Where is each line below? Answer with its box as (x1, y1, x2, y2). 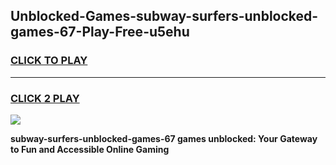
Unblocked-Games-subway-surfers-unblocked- (10, 8, 319, 25)
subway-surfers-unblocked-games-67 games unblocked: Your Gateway (10, 132, 318, 144)
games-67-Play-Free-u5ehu (10, 24, 190, 41)
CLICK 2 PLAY (10, 91, 80, 105)
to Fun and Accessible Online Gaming (10, 143, 170, 155)
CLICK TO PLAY (10, 54, 88, 68)
